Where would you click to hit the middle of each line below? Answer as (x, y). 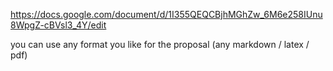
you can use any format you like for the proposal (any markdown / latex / (160, 44)
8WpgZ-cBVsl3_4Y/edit (58, 25)
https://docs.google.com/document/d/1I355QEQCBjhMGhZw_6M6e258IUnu (166, 14)
